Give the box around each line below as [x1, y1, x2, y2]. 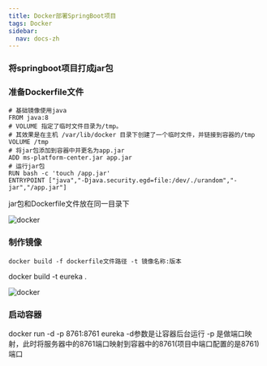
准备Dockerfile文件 [8, 87, 84, 98]
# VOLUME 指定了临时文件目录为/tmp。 [8, 122, 123, 130]
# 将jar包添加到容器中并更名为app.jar [8, 147, 125, 155]
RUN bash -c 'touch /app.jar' [8, 169, 111, 178]
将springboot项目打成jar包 [8, 62, 114, 74]
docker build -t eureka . [8, 271, 87, 281]
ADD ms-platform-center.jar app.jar [8, 154, 132, 162]
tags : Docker [8, 19, 53, 28]
